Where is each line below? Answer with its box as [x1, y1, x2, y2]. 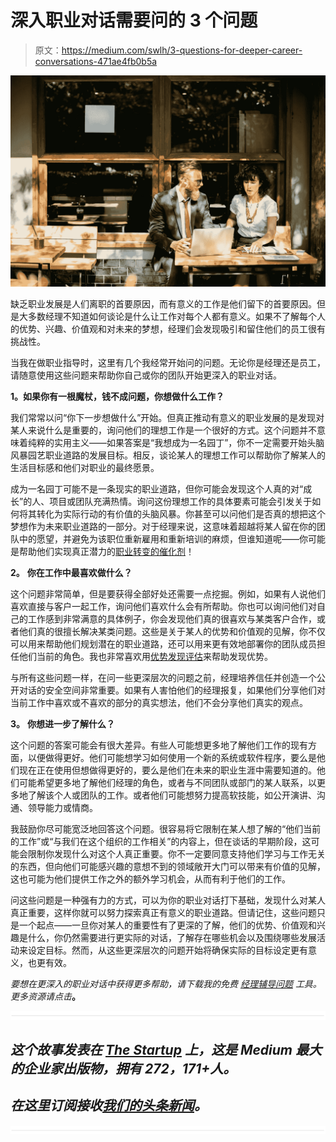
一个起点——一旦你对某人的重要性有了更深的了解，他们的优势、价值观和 [18, 919, 317, 931]
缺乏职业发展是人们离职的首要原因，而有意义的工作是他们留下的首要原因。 [10, 297, 317, 310]
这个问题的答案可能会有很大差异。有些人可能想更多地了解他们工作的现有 [10, 739, 308, 751]
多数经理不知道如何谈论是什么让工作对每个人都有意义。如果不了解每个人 [27, 310, 326, 322]
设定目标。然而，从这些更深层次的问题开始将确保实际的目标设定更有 [27, 944, 308, 956]
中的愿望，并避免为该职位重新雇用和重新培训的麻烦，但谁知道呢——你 [18, 532, 308, 545]
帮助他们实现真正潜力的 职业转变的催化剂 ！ [18, 545, 195, 557]
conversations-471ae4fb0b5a [34, 55, 158, 67]
